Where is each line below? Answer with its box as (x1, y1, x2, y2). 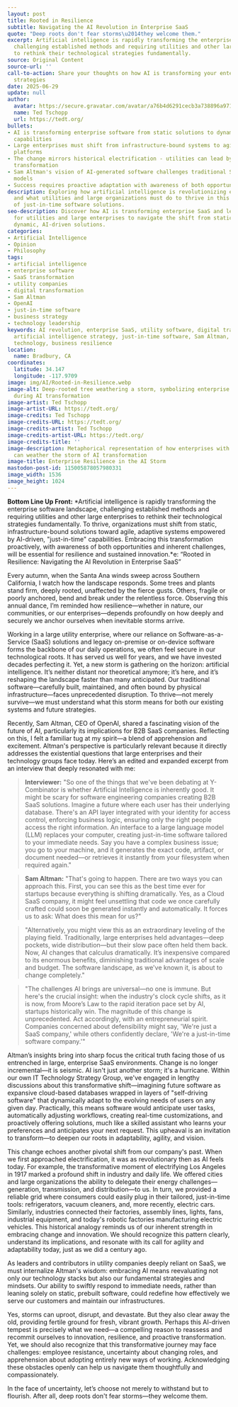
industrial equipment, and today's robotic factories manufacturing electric (7, 1215, 223, 1224)
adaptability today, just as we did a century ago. (7, 1245, 147, 1253)
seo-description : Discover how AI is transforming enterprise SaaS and (7, 208, 223, 215)
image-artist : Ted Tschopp (7, 399, 87, 406)
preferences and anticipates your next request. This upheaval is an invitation (7, 1126, 231, 1134)
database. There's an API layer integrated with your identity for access (24, 808, 231, 816)
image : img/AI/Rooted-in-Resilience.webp (7, 379, 132, 386)
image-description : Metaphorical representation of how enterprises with (7, 445, 230, 452)
